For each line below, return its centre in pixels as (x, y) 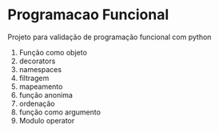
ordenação (37, 103)
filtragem (34, 78)
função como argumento (60, 112)
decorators (37, 61)
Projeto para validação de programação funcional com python (109, 37)
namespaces (40, 69)
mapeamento (41, 87)
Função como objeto (53, 52)
